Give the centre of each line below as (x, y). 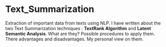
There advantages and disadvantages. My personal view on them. (74, 39)
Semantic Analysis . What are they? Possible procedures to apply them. (80, 33)
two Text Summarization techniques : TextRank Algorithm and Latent (78, 28)
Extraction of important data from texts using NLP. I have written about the (83, 23)
